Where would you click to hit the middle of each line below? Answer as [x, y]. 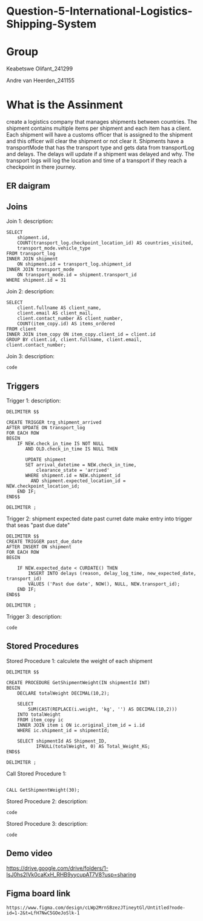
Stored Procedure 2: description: [47, 801]
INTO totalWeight [39, 715]
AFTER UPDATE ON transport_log [46, 428]
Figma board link [38, 894]
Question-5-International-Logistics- [99, 11]
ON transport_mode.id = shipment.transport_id [77, 275]
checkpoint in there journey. [42, 167]
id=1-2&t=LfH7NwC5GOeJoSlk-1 [43, 913]
